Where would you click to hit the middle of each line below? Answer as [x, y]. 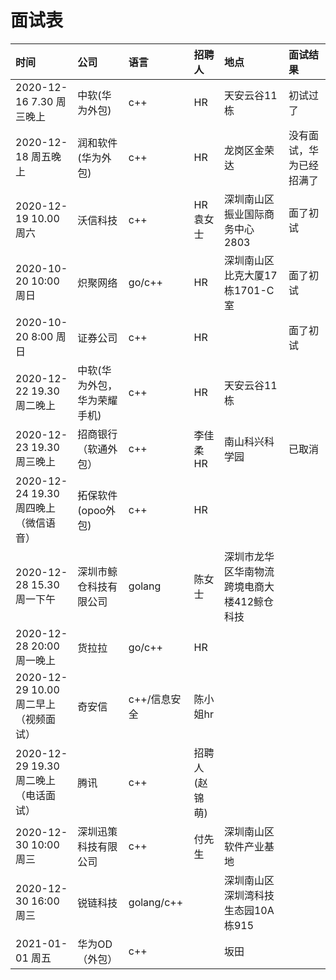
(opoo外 [97, 510]
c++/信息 [150, 699]
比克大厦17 [250, 275]
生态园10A [249, 910]
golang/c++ [156, 902]
